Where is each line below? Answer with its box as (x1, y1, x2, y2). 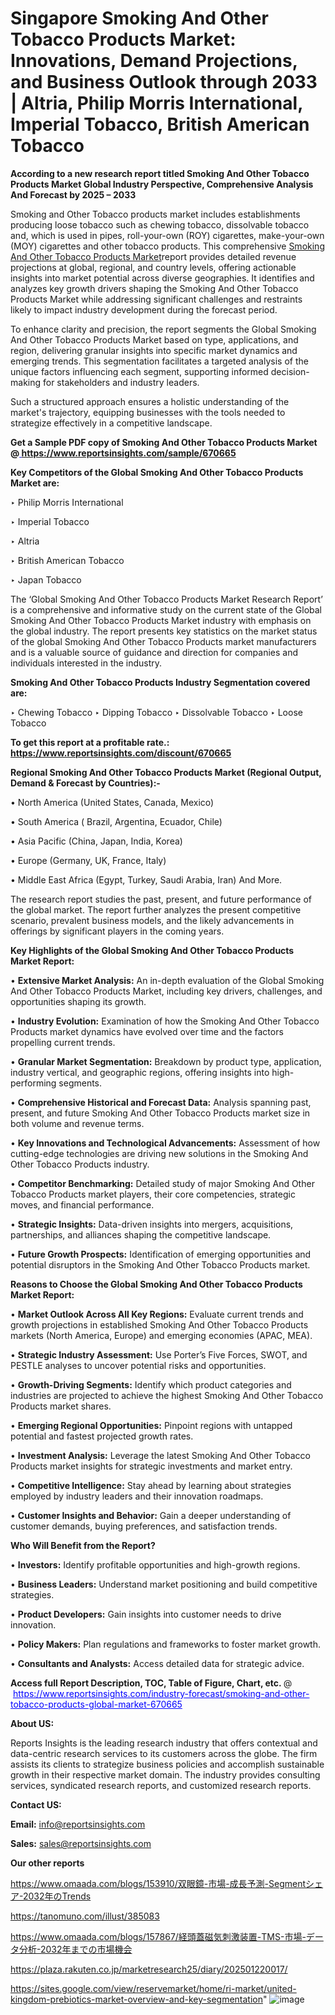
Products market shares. (10, 1400, 112, 1412)
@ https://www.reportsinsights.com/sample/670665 (10, 447, 237, 459)
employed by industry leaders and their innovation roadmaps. (10, 1490, 264, 1502)
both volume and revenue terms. (10, 1117, 145, 1129)
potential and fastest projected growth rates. (10, 1430, 194, 1442)
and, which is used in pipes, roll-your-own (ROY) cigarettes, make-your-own (10, 229, 325, 241)
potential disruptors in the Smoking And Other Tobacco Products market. (10, 1258, 311, 1271)
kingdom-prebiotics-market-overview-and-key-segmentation (10, 1993, 263, 2005)
